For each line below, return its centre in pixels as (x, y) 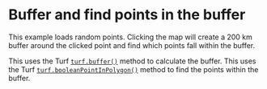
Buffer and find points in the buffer (127, 15)
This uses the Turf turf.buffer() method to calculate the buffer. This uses (132, 61)
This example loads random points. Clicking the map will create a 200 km (131, 37)
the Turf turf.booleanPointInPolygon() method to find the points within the (133, 69)
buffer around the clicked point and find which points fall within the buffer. (132, 45)
